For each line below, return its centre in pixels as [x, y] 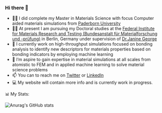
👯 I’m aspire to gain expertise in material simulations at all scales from [81, 60]
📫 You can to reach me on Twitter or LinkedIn [58, 75]
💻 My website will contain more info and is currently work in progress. [82, 82]
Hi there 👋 [17, 8]
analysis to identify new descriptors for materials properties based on [81, 49]
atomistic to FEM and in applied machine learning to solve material [78, 65]
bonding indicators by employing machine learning [63, 54]
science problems [30, 70]
